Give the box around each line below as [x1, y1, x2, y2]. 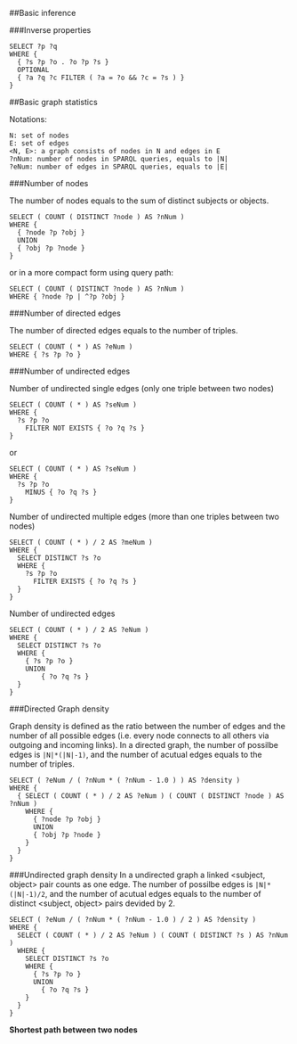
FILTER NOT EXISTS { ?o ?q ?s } [25, 423, 145, 432]
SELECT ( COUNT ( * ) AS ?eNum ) [9, 342, 133, 351]
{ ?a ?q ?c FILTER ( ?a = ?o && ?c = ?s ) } [17, 73, 185, 82]
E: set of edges [9, 139, 69, 148]
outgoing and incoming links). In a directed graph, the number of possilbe [9, 740, 278, 750]
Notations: [9, 114, 47, 124]
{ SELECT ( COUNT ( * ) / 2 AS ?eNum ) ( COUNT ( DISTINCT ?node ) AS [17, 792, 285, 801]
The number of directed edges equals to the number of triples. [9, 325, 238, 335]
